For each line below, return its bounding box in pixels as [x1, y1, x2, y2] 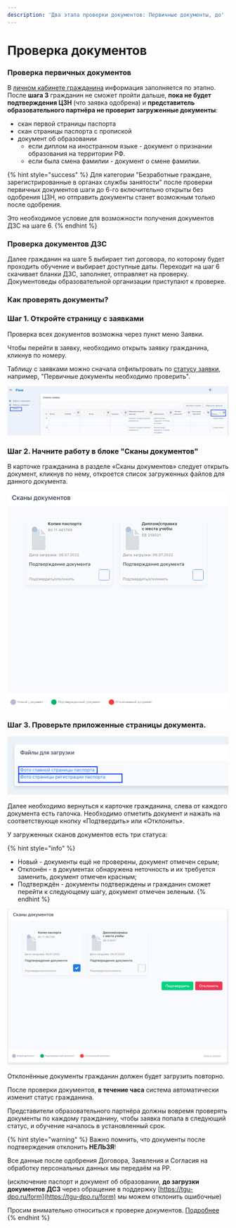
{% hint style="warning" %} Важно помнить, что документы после [7, 1135, 206, 1144]
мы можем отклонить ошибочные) [117, 1192, 222, 1201]
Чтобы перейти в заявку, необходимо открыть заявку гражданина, [7, 343, 209, 351]
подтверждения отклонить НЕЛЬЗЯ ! [7, 1142, 117, 1151]
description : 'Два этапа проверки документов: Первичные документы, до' [7, 11, 225, 18]
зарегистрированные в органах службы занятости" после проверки [7, 178, 213, 186]
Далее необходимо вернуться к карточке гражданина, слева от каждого [7, 802, 228, 810]
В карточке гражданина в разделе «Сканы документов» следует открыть [7, 463, 229, 471]
